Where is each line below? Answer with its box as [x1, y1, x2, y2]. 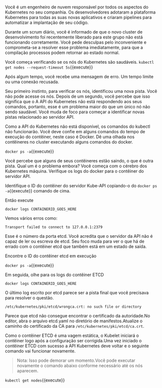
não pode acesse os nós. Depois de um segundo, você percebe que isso [5, 93, 150, 99]
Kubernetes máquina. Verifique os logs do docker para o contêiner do [5, 168, 144, 174]
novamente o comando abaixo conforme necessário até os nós [16, 363, 143, 369]
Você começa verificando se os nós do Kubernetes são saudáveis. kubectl [5, 59, 154, 65]
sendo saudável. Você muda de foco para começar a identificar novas [5, 109, 145, 115]
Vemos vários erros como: [5, 215, 58, 221]
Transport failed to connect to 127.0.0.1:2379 [5, 225, 103, 229]
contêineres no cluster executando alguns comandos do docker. [5, 139, 133, 145]
